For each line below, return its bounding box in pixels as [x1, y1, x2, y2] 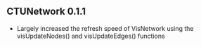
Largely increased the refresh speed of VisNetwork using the [16, 24, 194, 32]
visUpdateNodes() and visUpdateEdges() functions [16, 32, 166, 40]
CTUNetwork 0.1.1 [6, 6, 86, 18]
